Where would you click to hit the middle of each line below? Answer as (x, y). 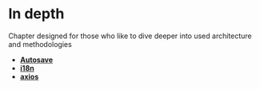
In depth (36, 14)
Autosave (36, 60)
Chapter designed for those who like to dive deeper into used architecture (130, 36)
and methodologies (40, 44)
